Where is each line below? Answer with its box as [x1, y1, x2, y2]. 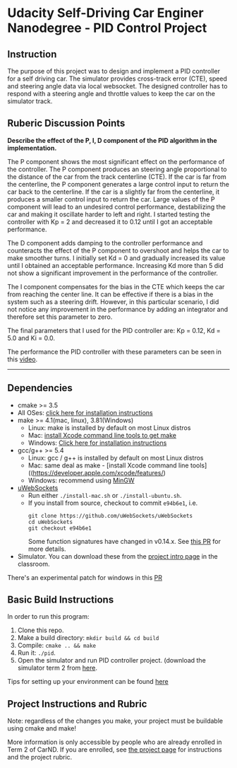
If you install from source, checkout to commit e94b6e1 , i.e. [28, 499, 198, 507]
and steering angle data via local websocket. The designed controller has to [7, 82, 228, 90]
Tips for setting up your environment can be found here [7, 677, 169, 686]
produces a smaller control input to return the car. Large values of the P [7, 194, 215, 203]
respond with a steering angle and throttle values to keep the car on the [7, 90, 215, 98]
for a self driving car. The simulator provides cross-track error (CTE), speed [7, 74, 228, 83]
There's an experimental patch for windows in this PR [7, 573, 162, 581]
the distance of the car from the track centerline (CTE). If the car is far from [7, 172, 227, 181]
